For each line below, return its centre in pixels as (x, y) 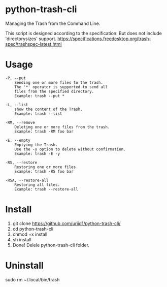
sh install (22, 239)
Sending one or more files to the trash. (59, 82)
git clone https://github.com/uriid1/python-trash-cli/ (66, 223)
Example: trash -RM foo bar (44, 131)
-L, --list (17, 105)
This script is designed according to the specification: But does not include (84, 33)
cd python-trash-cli (33, 229)
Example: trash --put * (40, 96)
